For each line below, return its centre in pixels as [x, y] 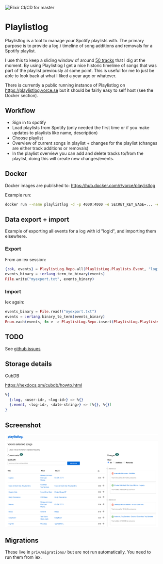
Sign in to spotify [29, 122]
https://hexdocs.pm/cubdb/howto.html [44, 385]
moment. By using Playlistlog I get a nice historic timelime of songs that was [81, 65]
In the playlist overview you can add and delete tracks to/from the [78, 153]
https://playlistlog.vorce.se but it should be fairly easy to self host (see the [79, 90]
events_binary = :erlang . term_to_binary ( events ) [55, 274]
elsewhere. [16, 236]
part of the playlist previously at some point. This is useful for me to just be [80, 70]
